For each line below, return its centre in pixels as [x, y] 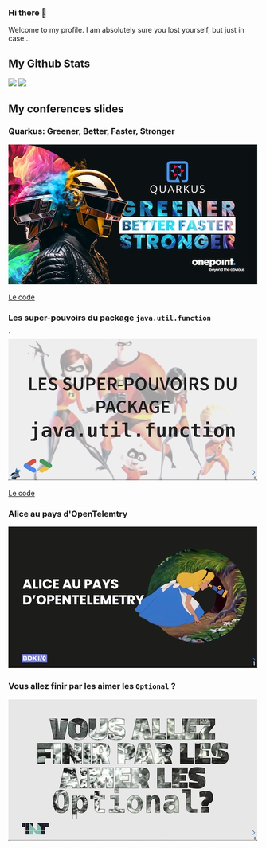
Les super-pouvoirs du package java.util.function [110, 318]
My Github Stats [49, 63]
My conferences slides [66, 109]
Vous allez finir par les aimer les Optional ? [92, 686]
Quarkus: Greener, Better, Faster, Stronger [92, 131]
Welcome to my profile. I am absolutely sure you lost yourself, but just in [126, 30]
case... [19, 38]
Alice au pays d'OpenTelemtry [68, 514]
